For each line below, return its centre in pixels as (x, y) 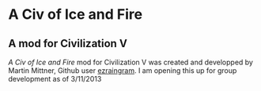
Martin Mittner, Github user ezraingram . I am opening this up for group (123, 71)
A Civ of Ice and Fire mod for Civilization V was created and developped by (130, 62)
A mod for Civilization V (68, 44)
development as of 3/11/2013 (55, 79)
